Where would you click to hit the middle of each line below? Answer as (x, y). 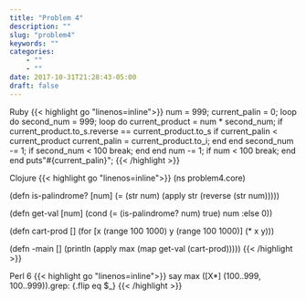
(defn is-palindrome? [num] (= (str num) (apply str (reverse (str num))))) (145, 195)
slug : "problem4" (42, 35)
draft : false (34, 86)
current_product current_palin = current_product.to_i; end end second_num (152, 140)
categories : (32, 52)
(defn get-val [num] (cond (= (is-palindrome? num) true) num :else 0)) (141, 213)
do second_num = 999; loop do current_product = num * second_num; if (146, 121)
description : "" (40, 26)
